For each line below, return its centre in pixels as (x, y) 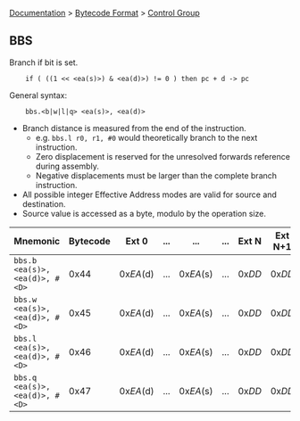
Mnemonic (37, 241)
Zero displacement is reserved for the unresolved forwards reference (162, 156)
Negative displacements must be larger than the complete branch (156, 175)
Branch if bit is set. (44, 62)
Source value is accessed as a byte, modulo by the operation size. (144, 213)
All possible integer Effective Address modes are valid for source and (149, 194)
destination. (44, 203)
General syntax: (38, 95)
